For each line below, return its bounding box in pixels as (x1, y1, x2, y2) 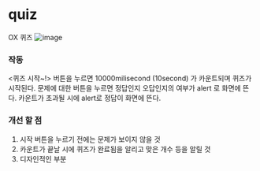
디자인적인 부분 (19, 154, 67, 163)
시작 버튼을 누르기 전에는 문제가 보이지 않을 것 (19, 134, 161, 143)
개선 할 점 (8, 115, 42, 126)
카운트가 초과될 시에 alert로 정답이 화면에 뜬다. (18, 93, 162, 103)
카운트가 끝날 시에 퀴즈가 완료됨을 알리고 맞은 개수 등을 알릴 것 (19, 144, 211, 154)
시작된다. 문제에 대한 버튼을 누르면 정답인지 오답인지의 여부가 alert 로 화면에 (8, 84, 242, 93)
